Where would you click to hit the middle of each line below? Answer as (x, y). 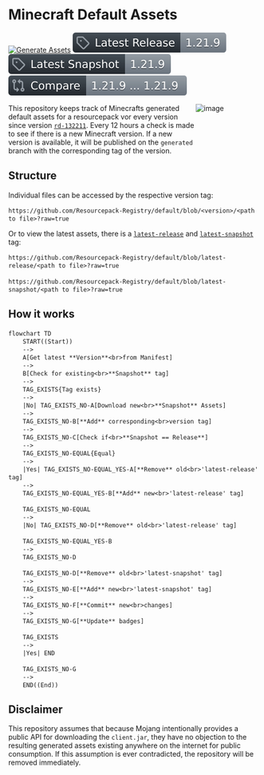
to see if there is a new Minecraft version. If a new (91, 133)
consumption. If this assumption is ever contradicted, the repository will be (131, 754)
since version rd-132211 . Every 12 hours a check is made (101, 125)
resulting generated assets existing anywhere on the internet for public (124, 745)
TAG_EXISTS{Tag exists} (62, 389)
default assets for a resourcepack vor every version (93, 117)
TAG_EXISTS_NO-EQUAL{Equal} (69, 453)
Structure (33, 176)
